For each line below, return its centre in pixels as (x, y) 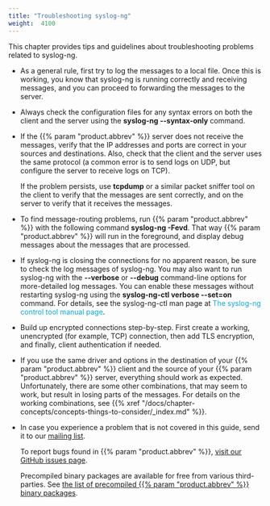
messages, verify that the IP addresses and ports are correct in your (133, 144)
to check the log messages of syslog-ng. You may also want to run (131, 269)
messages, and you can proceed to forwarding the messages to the (133, 88)
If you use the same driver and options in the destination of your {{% (134, 360)
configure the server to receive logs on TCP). (95, 170)
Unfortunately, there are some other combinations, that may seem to (133, 386)
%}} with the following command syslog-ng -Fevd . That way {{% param (140, 228)
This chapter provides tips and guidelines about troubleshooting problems (131, 46)
